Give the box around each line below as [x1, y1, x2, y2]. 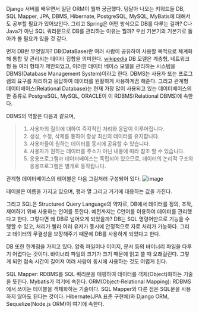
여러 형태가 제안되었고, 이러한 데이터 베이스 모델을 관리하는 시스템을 [18, 63, 176, 70]
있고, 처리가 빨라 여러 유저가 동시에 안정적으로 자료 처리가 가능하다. [23, 223, 179, 230]
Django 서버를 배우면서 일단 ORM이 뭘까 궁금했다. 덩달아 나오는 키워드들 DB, [6, 5, 185, 12]
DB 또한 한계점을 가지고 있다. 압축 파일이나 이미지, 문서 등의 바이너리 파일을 [6, 243, 181, 250]
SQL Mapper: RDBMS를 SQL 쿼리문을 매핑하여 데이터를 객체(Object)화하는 [6, 271, 182, 277]
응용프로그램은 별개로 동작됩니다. [29, 163, 106, 169]
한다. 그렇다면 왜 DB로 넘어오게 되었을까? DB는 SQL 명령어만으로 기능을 [17, 215, 184, 222]
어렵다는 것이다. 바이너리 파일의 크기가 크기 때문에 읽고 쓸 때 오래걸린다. [12, 250, 179, 258]
